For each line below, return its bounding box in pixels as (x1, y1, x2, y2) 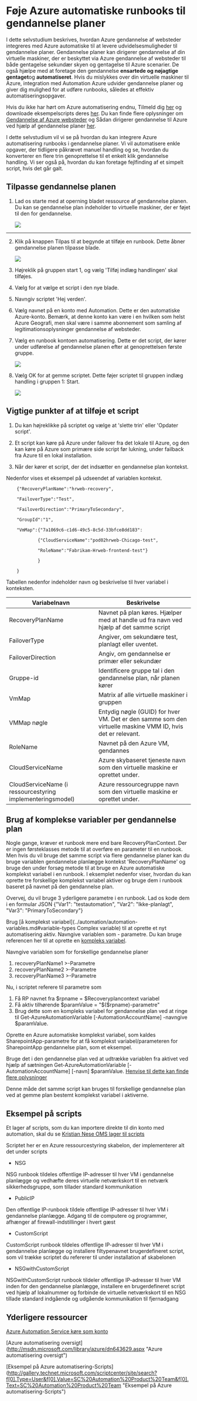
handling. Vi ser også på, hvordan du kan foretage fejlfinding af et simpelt (6, 159, 184, 166)
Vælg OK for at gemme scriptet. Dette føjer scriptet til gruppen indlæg (14, 372, 184, 379)
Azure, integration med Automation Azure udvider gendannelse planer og (6, 79, 184, 86)
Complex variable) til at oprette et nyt (77, 925, 167, 932)
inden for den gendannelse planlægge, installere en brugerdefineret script (6, 1283, 185, 1290)
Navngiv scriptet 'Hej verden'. (14, 295, 87, 302)
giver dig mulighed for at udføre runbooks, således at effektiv (6, 86, 154, 93)
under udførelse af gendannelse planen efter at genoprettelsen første (14, 343, 182, 350)
